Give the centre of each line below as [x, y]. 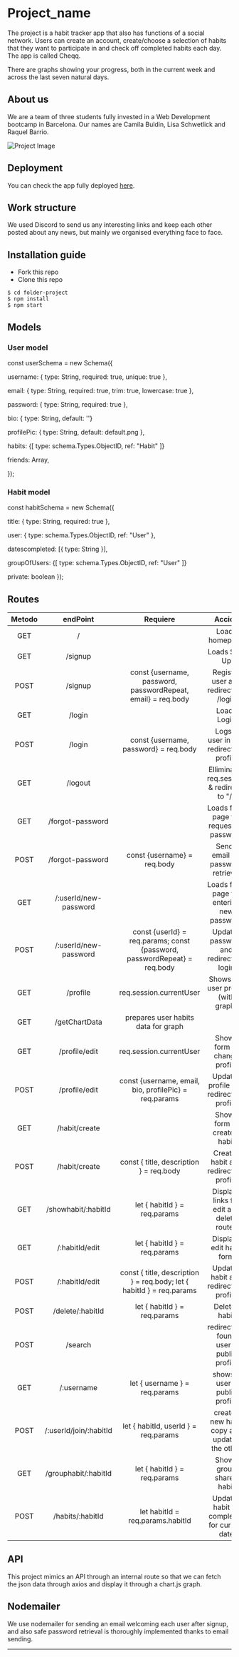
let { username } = [160, 1383]
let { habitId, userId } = [160, 1426]
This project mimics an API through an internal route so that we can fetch [115, 1576]
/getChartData [79, 1022]
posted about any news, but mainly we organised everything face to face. [115, 233]
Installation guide [47, 255]
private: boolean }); [36, 577]
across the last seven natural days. [58, 77]
